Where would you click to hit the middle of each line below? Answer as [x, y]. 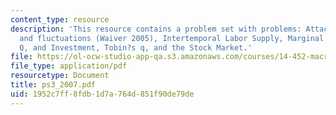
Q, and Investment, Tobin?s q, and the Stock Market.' [136, 47]
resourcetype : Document [60, 76]
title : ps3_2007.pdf [53, 85]
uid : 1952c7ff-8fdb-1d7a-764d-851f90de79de [102, 94]
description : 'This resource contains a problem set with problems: [156, 29]
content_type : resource [60, 19]
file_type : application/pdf [69, 66]
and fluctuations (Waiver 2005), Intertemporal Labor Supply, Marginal [172, 38]
